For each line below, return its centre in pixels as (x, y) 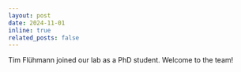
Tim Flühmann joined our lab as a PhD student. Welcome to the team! (121, 60)
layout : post (30, 15)
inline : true (30, 30)
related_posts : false (44, 38)
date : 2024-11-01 (37, 23)
